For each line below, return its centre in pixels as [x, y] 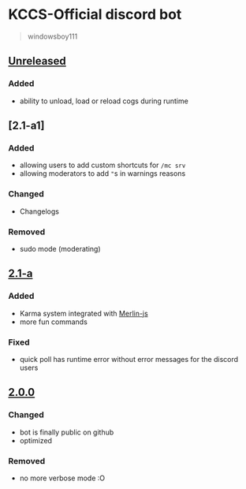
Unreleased [37, 61]
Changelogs [39, 211]
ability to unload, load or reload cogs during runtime [104, 101]
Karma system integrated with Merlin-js [84, 313]
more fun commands [54, 322]
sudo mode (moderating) [60, 248]
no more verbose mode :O [62, 478]
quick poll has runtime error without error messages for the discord [129, 359]
